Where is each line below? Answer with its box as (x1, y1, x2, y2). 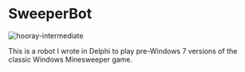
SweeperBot (8, 5, 93, 23)
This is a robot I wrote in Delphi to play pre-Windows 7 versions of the (8, 46, 238, 55)
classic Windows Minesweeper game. (8, 55, 133, 64)
